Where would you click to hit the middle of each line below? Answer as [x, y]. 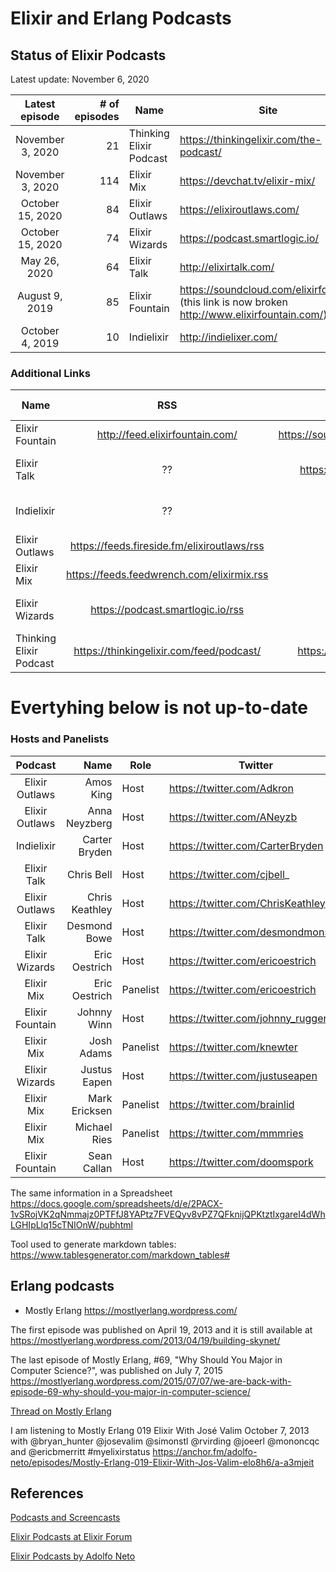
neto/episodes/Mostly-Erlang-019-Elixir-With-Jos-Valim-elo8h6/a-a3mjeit [162, 1462]
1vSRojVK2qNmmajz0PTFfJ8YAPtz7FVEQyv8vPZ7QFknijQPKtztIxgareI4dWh [168, 1214]
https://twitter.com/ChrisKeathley [247, 903]
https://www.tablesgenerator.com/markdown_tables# [120, 1254]
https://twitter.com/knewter [233, 1047]
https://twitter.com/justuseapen [243, 1075]
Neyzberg [89, 823]
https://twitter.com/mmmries [236, 1133]
